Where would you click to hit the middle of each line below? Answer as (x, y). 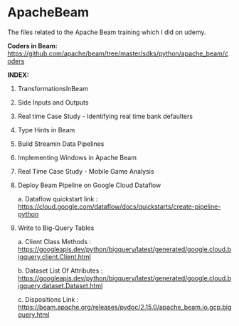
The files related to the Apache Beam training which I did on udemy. (107, 32)
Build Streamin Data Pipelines (61, 144)
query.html (33, 315)
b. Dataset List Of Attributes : (60, 270)
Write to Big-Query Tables (56, 228)
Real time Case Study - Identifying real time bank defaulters (105, 116)
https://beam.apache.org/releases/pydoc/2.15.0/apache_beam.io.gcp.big (124, 307)
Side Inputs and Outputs (53, 102)
